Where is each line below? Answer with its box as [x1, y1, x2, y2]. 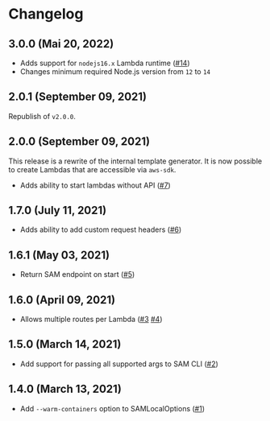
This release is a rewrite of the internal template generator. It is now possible [8, 156, 263, 166]
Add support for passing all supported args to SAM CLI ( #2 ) [19, 359, 219, 369]
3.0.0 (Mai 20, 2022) [8, 37, 114, 51]
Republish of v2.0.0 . [8, 111, 77, 121]
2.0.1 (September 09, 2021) [8, 90, 147, 104]
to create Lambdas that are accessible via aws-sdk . [8, 164, 177, 174]
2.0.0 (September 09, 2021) [8, 134, 151, 149]
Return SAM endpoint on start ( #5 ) [19, 270, 135, 279]
